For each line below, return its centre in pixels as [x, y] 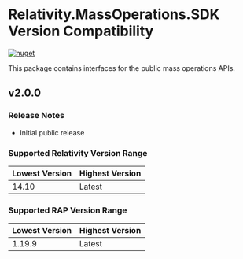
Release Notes [37, 116]
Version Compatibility [81, 31]
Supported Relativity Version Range [78, 153]
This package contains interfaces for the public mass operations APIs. [122, 68]
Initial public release [52, 132]
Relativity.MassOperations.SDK [114, 15]
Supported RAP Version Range [68, 210]
